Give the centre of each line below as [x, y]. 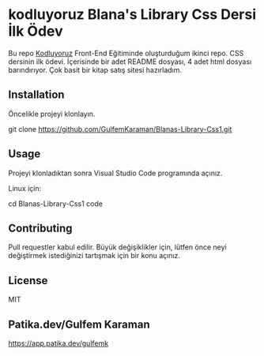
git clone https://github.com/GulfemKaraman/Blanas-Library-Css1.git [120, 129]
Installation [36, 95]
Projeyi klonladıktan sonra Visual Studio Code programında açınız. [115, 173]
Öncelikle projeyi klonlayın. [52, 114]
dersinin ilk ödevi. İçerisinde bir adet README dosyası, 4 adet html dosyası [130, 62]
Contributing [40, 228]
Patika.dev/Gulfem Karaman [79, 324]
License [28, 281]
